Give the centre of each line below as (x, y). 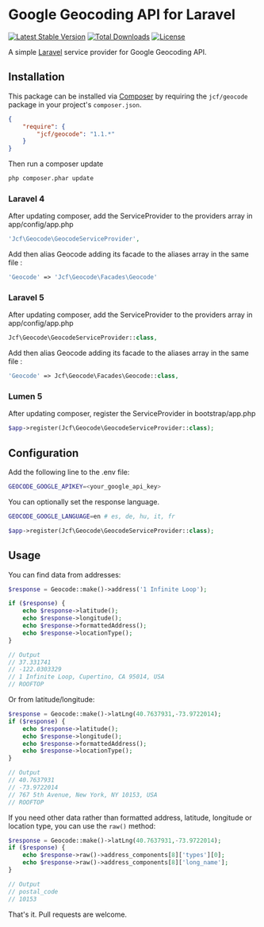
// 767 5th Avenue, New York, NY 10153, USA (83, 795)
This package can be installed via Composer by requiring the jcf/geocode (128, 96)
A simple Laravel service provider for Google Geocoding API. (108, 52)
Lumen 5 (25, 396)
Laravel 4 (27, 199)
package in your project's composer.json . (75, 104)
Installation (36, 77)
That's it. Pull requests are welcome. (68, 914)
